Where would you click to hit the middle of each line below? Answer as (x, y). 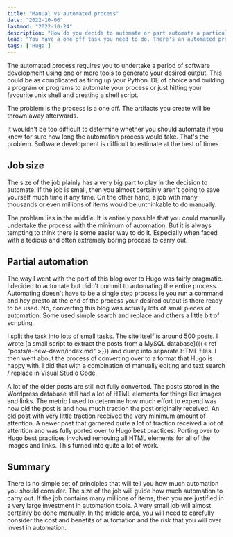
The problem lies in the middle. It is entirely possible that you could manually (116, 218)
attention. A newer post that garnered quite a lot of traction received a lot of (115, 423)
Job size (26, 166)
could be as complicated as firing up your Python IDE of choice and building (116, 80)
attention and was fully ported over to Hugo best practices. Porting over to (113, 430)
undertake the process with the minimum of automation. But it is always (109, 225)
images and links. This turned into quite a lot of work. (83, 445)
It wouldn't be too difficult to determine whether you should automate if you (115, 129)
